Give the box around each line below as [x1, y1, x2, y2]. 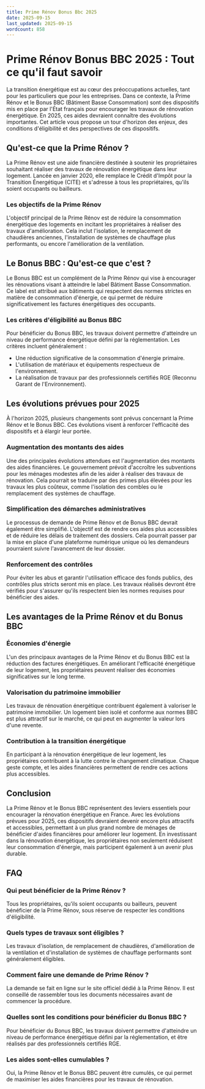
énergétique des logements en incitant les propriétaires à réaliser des [6, 221, 182, 228]
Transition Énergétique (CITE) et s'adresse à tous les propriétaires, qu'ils [6, 178, 190, 186]
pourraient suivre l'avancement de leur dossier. [6, 544, 125, 552]
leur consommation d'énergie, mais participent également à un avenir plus [6, 844, 194, 851]
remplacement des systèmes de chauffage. [6, 489, 116, 497]
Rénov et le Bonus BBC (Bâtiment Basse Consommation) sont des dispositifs [6, 99, 199, 106]
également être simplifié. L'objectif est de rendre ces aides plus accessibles [6, 525, 198, 532]
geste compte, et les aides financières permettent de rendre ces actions [6, 764, 188, 771]
